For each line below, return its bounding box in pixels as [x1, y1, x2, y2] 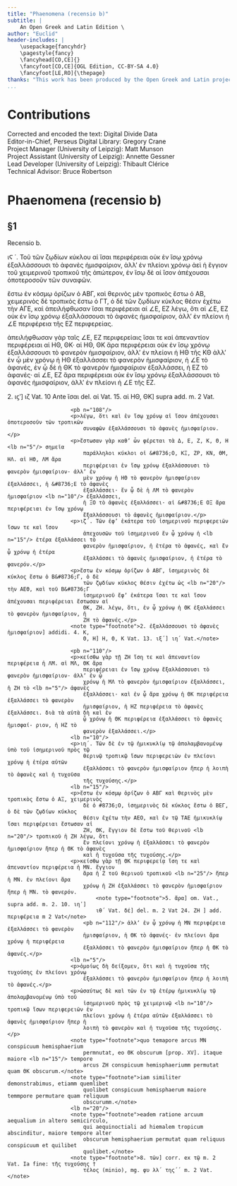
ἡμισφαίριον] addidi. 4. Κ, [7, 629, 90, 636]
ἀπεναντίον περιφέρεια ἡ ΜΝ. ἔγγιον [7, 864, 115, 871]
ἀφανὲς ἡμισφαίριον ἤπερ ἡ [7, 1019, 87, 1026]
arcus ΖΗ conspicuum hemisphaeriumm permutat [83, 1062, 219, 1069]
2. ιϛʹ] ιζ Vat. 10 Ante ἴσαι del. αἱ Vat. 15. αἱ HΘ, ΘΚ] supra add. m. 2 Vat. [7, 393, 215, 401]
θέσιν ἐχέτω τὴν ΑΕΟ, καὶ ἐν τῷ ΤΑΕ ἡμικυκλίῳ [83, 814, 222, 822]
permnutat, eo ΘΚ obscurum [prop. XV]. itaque [83, 1050, 222, 1057]
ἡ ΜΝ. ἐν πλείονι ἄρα [7, 877, 71, 884]
